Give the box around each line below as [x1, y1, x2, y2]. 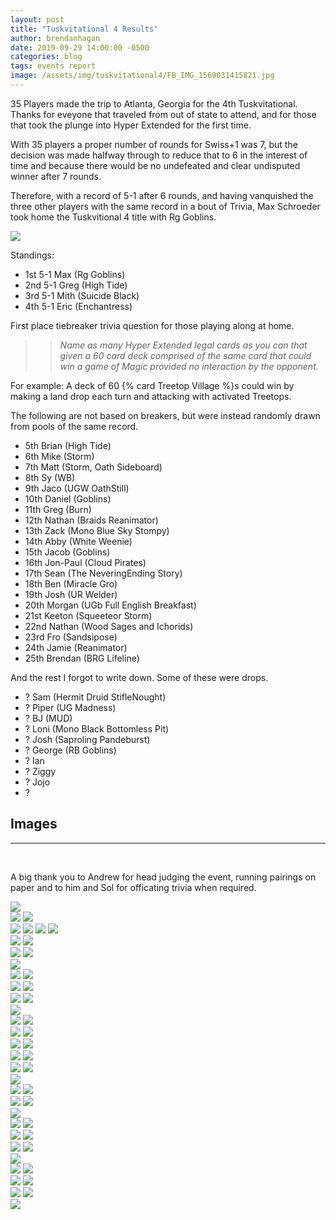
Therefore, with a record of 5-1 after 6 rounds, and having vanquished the [10, 189, 314, 201]
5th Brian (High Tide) [24, 439, 112, 451]
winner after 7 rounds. [10, 170, 102, 182]
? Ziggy [24, 765, 57, 777]
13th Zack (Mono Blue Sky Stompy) [24, 524, 170, 536]
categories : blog [10, 52, 83, 62]
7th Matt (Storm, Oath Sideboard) [24, 461, 163, 473]
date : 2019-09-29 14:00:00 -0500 [10, 42, 150, 53]
